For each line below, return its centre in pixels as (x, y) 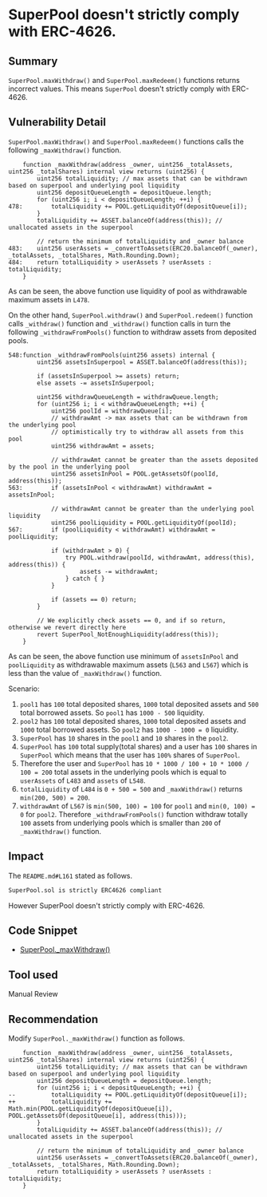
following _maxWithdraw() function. (65, 150)
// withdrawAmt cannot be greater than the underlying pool (153, 508)
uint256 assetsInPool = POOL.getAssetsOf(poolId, (135, 474)
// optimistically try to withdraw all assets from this (147, 432)
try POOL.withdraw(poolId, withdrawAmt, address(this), (160, 557)
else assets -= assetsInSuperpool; (96, 383)
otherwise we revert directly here (67, 627)
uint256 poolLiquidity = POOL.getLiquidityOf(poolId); (144, 523)
